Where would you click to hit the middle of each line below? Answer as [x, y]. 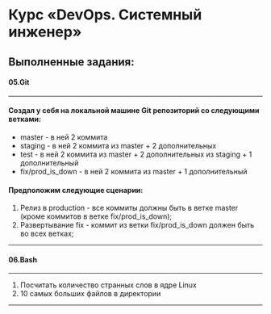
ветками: [25, 119]
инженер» [45, 32]
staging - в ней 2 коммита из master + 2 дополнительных [118, 145]
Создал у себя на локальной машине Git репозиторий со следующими [134, 111]
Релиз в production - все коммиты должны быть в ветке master [129, 208]
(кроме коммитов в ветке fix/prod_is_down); [96, 216]
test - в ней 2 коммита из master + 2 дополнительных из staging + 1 [136, 154]
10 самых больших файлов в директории [90, 294]
